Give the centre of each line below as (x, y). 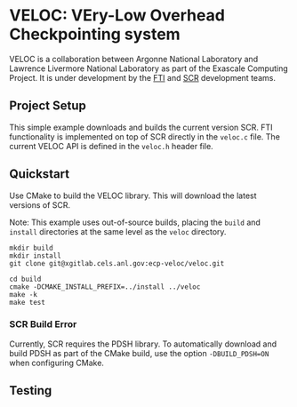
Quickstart (40, 174)
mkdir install (36, 255)
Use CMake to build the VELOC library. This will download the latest (133, 196)
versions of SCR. (40, 204)
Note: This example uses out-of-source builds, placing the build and (135, 222)
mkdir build (31, 248)
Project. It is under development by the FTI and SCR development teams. (142, 77)
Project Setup (48, 106)
